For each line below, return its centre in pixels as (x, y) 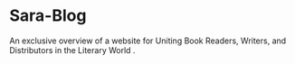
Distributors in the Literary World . (72, 50)
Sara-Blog (48, 16)
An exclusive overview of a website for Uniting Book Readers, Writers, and (148, 41)
